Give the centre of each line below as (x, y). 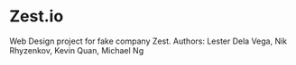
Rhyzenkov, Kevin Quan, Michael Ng (77, 50)
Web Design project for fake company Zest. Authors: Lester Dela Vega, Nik (148, 41)
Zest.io (37, 16)
